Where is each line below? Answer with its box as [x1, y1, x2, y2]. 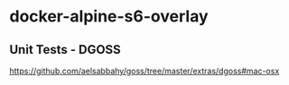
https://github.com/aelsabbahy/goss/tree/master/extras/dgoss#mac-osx [9, 65, 280, 76]
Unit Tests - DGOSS [9, 42, 122, 57]
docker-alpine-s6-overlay [9, 6, 210, 27]
